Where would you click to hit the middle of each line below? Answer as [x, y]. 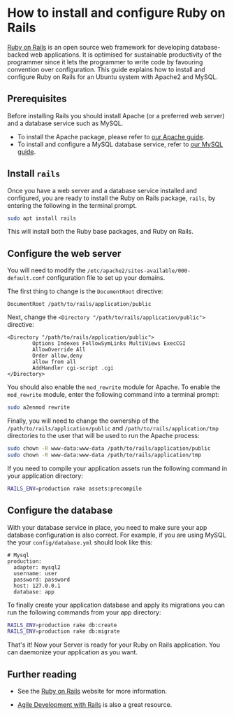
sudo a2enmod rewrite [39, 407]
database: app [34, 592]
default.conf [26, 279]
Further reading [42, 674]
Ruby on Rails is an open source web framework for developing [98, 47]
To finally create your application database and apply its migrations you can [116, 605]
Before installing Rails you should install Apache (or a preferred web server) [116, 115]
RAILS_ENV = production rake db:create [62, 625]
